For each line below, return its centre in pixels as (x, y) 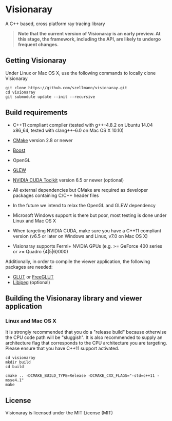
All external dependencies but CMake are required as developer (80, 190)
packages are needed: (29, 267)
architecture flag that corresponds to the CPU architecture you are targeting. (86, 343)
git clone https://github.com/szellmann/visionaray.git (66, 88)
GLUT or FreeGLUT (33, 277)
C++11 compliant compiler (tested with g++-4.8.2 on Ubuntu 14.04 (83, 125)
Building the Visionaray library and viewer (74, 298)
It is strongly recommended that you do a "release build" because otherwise (86, 332)
